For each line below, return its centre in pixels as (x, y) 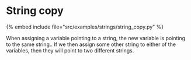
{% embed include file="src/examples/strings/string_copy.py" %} (85, 27)
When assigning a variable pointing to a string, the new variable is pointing (96, 38)
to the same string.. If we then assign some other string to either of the (91, 44)
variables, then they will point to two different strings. (70, 50)
